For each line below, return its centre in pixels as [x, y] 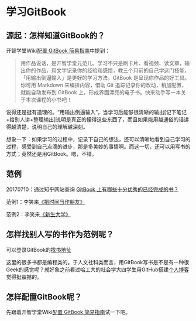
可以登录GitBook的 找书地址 [39, 250]
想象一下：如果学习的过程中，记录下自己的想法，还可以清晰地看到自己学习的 [98, 139]
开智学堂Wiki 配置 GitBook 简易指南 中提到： [58, 51]
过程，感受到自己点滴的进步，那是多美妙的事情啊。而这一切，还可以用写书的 [98, 146]
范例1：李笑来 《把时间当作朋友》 [46, 202]
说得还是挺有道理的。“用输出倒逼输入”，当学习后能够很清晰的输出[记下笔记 [97, 112]
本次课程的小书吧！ [49, 100]
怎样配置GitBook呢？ [44, 297]
